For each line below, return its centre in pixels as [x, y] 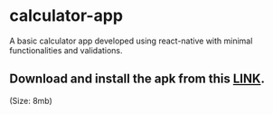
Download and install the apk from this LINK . [137, 79]
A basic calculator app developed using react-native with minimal [131, 41]
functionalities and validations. [66, 50]
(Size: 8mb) [31, 100]
